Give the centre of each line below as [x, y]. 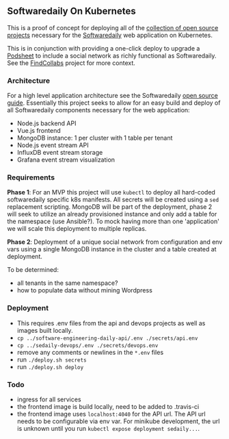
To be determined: [33, 270]
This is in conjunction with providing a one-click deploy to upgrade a [104, 48]
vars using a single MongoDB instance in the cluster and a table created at [112, 249]
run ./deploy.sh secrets [52, 360]
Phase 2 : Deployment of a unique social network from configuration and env [115, 242]
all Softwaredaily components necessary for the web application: [98, 110]
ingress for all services [49, 399]
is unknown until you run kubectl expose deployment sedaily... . [108, 428]
